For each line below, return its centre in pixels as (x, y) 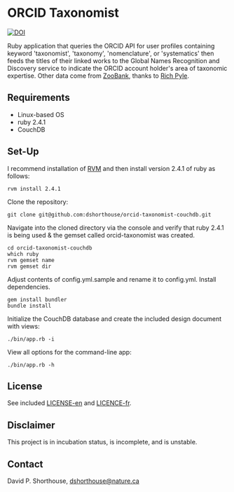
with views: (23, 326)
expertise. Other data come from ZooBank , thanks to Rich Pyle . (98, 76)
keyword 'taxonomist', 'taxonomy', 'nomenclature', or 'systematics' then (111, 53)
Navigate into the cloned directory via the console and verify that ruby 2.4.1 (116, 227)
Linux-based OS (41, 114)
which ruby (23, 254)
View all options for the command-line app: (69, 352)
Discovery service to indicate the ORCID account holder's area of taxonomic (117, 68)
